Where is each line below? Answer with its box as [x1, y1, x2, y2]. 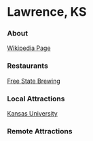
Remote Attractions [7, 127, 73, 136]
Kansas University [7, 110, 58, 118]
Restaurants [7, 61, 49, 70]
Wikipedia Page [7, 44, 51, 52]
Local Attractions [7, 94, 65, 103]
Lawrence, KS [7, 4, 87, 20]
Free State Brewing [7, 77, 61, 85]
